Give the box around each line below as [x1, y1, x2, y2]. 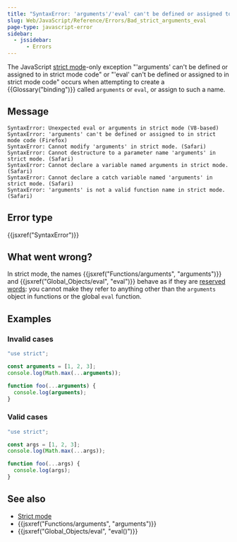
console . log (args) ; [13, 467, 71, 474]
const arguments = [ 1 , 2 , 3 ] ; [7, 363, 97, 370]
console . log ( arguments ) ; [13, 388, 87, 396]
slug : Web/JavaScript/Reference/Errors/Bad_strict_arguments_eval [7, 17, 207, 24]
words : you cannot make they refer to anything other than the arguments [7, 284, 217, 294]
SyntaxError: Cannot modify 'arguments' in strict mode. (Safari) [7, 143, 207, 150]
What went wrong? [7, 251, 93, 263]
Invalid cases [7, 334, 54, 344]
